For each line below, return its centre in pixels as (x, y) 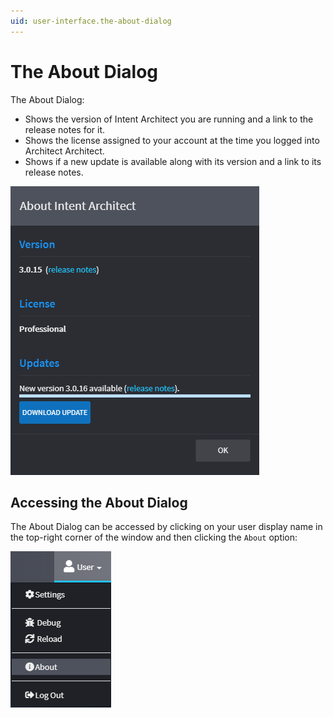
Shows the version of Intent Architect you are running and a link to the (169, 119)
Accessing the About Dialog (99, 502)
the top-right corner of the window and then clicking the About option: (154, 537)
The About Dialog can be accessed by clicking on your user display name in (166, 527)
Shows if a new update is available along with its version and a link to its (173, 161)
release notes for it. (65, 129)
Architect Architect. (64, 151)
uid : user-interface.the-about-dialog (91, 21)
